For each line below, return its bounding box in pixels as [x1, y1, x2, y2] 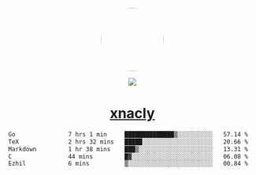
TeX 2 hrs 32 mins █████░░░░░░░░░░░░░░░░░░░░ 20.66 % [8, 138, 248, 146]
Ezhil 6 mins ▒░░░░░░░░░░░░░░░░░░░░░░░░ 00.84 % [8, 160, 248, 168]
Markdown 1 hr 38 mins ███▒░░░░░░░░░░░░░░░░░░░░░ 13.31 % [8, 145, 248, 153]
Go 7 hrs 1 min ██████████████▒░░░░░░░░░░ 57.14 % [8, 130, 248, 138]
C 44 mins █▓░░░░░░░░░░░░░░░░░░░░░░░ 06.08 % [8, 152, 248, 161]
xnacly [109, 105, 155, 122]
